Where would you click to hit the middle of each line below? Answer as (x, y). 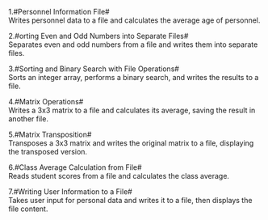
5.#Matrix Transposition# (50, 134)
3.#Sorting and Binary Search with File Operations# (94, 69)
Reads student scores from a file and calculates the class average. (119, 176)
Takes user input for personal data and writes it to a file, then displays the (130, 200)
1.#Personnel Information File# (59, 12)
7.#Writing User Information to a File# (71, 192)
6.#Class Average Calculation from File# (75, 167)
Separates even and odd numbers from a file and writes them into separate (133, 44)
